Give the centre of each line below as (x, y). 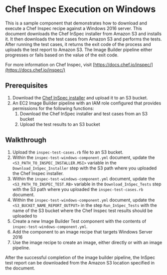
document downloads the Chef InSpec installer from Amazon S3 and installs (83, 33)
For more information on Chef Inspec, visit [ (50, 64)
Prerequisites (26, 86)
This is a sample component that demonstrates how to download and (76, 23)
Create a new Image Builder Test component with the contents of (79, 221)
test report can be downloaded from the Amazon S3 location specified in (80, 262)
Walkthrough (26, 140)
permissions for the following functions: (53, 108)
